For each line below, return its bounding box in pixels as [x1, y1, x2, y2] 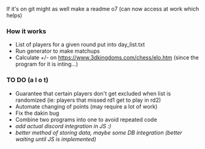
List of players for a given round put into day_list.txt [15, 41, 145, 48]
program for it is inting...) [15, 61, 79, 68]
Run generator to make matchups [15, 47, 100, 55]
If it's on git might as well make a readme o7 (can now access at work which [6, 6, 199, 12]
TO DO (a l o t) [6, 76, 49, 85]
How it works [6, 27, 47, 36]
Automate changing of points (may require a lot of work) [15, 102, 158, 110]
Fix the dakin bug [15, 109, 60, 117]
